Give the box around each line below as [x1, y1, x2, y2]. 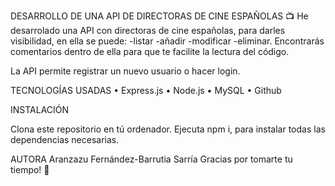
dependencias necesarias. [10, 134, 120, 145]
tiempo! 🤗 [10, 164, 50, 175]
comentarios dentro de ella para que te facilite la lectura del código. [10, 46, 290, 57]
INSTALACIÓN [10, 104, 70, 115]
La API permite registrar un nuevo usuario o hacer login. [10, 65, 241, 77]
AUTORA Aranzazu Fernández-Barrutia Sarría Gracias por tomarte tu [10, 153, 293, 165]
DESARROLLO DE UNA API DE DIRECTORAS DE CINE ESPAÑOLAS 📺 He [10, 10, 309, 22]
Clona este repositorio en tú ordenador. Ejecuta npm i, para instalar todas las [10, 123, 326, 135]
